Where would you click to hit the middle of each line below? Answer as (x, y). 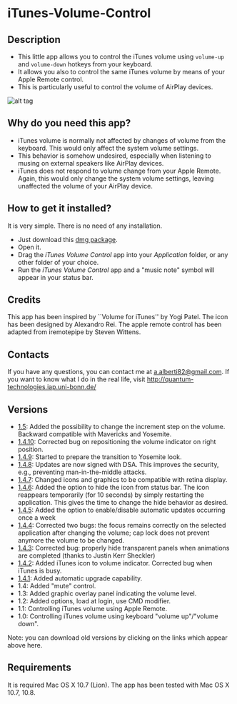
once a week (36, 518)
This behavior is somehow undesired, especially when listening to (115, 156)
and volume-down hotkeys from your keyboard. (85, 64)
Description (34, 40)
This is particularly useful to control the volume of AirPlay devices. (115, 87)
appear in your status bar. (56, 277)
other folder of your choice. (58, 262)
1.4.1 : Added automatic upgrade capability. (80, 578)
